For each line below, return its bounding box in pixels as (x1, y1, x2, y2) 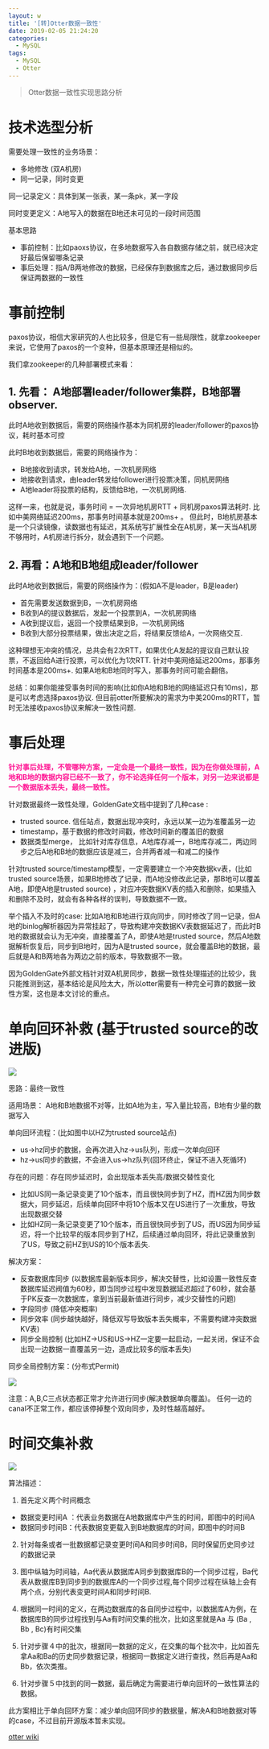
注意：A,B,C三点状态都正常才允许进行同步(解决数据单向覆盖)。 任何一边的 (8, 1394, 252, 1403)
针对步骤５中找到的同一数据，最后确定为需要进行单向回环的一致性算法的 (19, 1679, 259, 1689)
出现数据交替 (19, 1209, 63, 1219)
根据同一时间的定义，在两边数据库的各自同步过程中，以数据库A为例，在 (19, 1604, 258, 1614)
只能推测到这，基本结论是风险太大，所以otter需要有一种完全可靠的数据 (8, 979, 243, 988)
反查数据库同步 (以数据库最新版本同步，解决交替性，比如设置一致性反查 (19, 1274, 257, 1283)
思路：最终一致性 (8, 1084, 65, 1093)
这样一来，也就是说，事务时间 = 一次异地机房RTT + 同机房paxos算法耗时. (8, 502, 251, 512)
